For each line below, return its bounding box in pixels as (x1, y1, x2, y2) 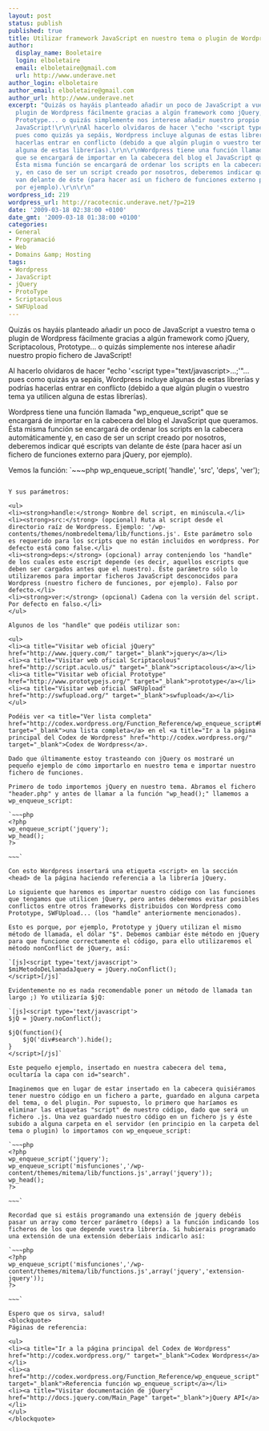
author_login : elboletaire (8, 79, 98, 87)
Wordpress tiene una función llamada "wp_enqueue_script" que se (8, 407, 228, 417)
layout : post (8, 11, 52, 20)
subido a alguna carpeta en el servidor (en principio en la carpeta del (8, 1120, 260, 1128)
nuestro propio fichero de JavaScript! (8, 350, 132, 360)
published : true (8, 26, 62, 35)
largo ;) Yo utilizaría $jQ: (8, 993, 106, 1002)
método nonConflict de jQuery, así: (8, 944, 130, 952)
